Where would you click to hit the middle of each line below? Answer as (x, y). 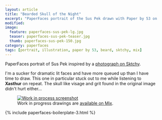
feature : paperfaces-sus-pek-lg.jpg (46, 32)
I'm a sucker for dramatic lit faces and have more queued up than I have (77, 73)
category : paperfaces (27, 45)
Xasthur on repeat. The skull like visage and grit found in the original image (80, 83)
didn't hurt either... (24, 89)
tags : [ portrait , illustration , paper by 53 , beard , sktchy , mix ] (73, 50)
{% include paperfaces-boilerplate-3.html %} (50, 112)
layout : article (21, 9)
